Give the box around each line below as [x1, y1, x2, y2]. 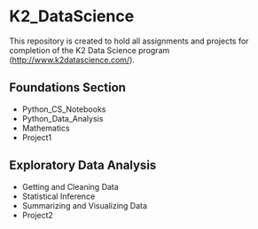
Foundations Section [9, 80, 127, 95]
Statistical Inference [21, 191, 96, 201]
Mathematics [21, 122, 70, 133]
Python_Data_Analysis [21, 113, 104, 123]
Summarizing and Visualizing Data [21, 200, 148, 210]
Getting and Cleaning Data [21, 181, 120, 192]
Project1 [21, 131, 51, 143]
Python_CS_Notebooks [21, 104, 106, 114]
